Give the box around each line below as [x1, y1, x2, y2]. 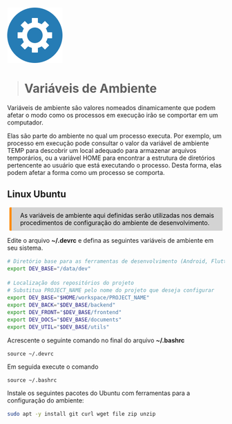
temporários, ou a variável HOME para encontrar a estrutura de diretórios [7, 154, 215, 162]
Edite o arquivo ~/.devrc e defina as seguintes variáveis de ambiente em [7, 236, 214, 244]
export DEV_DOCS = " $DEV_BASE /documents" [7, 316, 122, 323]
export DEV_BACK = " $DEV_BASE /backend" [7, 302, 116, 308]
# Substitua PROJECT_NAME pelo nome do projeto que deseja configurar [7, 287, 215, 294]
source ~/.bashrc [7, 376, 57, 384]
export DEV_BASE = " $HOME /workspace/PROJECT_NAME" [7, 295, 150, 302]
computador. [7, 118, 43, 127]
